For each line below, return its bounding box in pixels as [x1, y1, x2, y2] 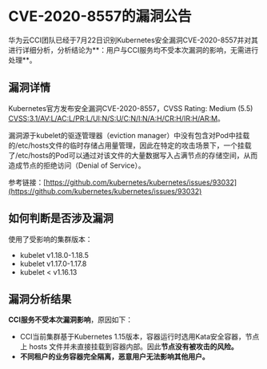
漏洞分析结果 [8, 292, 72, 306]
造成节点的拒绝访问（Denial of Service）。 [8, 161, 145, 170]
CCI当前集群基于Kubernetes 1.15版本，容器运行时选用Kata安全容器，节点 [19, 332, 260, 342]
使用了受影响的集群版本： [8, 234, 93, 244]
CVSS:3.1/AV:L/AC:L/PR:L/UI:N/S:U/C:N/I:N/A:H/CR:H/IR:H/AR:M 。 [8, 113, 225, 123]
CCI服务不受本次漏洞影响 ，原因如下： [8, 315, 133, 324]
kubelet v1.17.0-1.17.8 [19, 259, 87, 268]
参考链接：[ [8, 177, 46, 187]
